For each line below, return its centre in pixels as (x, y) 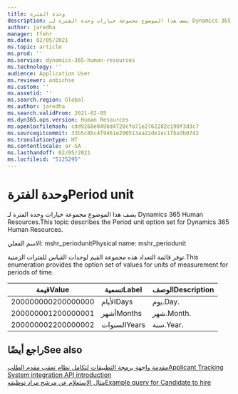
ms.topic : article (35, 47)
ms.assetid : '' (30, 93)
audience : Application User (49, 73)
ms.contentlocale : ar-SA (44, 147)
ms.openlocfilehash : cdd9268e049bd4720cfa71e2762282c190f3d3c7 (103, 126)
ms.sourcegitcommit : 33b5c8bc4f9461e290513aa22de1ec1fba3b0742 (103, 133)
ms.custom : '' (29, 87)
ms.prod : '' (25, 54)
